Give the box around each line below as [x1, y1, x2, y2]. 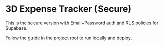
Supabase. [5, 25, 28, 31]
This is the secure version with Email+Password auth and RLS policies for [5, 20, 159, 26]
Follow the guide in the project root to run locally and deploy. [5, 35, 132, 41]
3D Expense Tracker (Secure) [5, 3, 132, 15]
